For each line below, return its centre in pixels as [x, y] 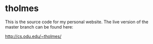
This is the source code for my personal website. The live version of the [77, 22]
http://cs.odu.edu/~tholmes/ [33, 36]
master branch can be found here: [39, 27]
